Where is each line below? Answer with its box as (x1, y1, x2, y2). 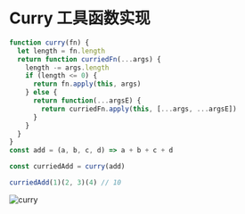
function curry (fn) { (9, 37, 90, 47)
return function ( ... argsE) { (32, 96, 142, 105)
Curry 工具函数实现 (9, 8, 151, 29)
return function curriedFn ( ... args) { (17, 54, 162, 63)
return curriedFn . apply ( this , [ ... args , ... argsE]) (41, 104, 238, 113)
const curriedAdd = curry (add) (9, 162, 126, 171)
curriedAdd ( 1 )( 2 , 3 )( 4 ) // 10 (9, 178, 122, 187)
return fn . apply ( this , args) (32, 79, 142, 89)
